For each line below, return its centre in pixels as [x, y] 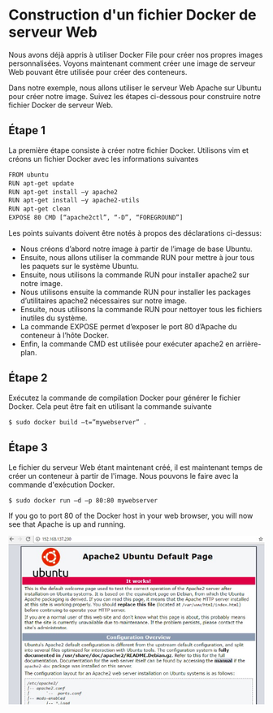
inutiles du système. [54, 318]
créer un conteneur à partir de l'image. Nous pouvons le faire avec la [123, 476]
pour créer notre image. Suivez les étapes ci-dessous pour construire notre [135, 96]
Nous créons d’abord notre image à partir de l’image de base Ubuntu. [136, 249]
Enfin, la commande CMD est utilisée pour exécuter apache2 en [127, 344]
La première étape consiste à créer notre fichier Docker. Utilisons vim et [129, 150]
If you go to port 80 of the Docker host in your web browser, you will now [131, 516]
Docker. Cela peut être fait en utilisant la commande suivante [110, 406]
